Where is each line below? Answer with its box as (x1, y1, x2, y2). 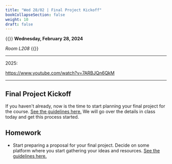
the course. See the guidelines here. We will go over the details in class (5, 108, 156, 115)
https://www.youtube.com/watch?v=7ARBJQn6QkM (5, 70, 115, 76)
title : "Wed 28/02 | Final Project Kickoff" (5, 7, 102, 13)
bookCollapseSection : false (5, 12, 66, 17)
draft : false (5, 21, 33, 27)
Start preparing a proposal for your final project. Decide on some (12, 142, 149, 148)
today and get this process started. (5, 114, 79, 120)
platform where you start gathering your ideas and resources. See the (12, 147, 160, 153)
